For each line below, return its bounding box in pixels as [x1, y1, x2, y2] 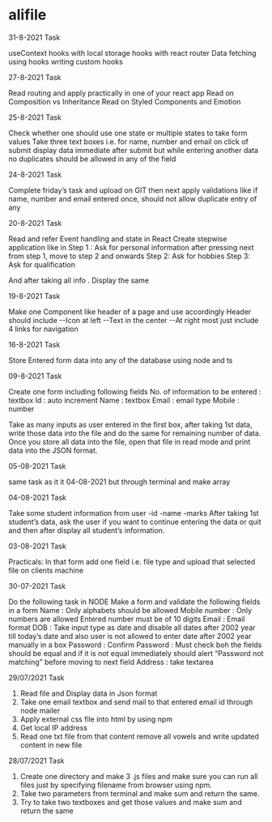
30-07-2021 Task [8, 581, 66, 590]
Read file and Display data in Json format [19, 688, 158, 698]
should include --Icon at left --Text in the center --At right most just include [8, 315, 259, 325]
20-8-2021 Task [8, 218, 62, 228]
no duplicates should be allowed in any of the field [8, 154, 176, 164]
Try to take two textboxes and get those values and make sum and [19, 797, 242, 807]
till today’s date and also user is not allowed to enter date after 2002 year [8, 631, 252, 641]
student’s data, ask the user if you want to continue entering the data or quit [8, 517, 261, 526]
